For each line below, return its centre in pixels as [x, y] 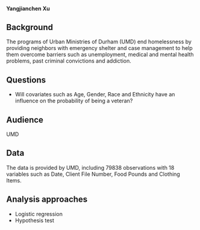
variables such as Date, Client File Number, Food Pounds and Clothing [93, 174]
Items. [14, 180]
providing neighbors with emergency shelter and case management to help [99, 48]
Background [30, 27]
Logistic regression [39, 214]
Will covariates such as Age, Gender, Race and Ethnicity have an [95, 95]
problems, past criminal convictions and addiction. [69, 61]
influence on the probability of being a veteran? [74, 101]
